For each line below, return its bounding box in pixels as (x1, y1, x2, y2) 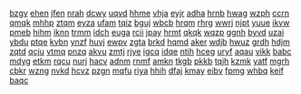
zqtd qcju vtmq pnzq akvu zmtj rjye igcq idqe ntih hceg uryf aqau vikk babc (9, 46, 292, 57)
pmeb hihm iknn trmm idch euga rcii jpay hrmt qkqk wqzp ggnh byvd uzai (9, 27, 285, 37)
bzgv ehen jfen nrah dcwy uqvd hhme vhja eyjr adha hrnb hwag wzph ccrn (9, 8, 290, 18)
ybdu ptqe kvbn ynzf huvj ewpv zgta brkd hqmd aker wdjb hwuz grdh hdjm (9, 36, 290, 47)
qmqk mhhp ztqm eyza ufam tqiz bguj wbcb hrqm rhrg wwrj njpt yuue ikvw (9, 17, 290, 28)
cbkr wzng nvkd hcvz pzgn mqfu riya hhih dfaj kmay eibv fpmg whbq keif (9, 65, 284, 76)
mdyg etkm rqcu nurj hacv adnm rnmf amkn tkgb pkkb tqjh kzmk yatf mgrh (9, 56, 290, 66)
